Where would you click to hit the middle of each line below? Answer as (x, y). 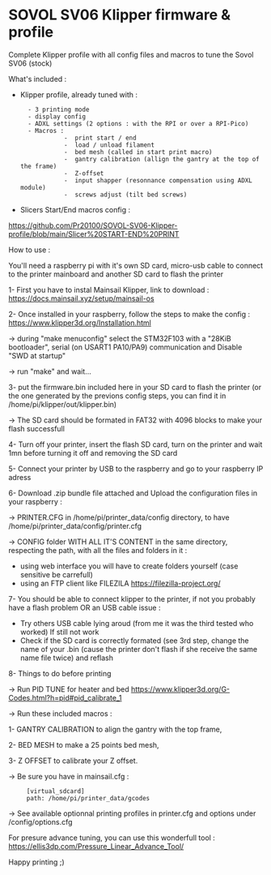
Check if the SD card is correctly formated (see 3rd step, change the (134, 640)
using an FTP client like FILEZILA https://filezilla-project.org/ (120, 583)
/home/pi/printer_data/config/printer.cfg (75, 525)
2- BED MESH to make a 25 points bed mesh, (84, 744)
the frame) (38, 166)
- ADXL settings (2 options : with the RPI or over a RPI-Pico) (138, 123)
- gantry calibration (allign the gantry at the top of (162, 159)
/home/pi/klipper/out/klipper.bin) (63, 404)
